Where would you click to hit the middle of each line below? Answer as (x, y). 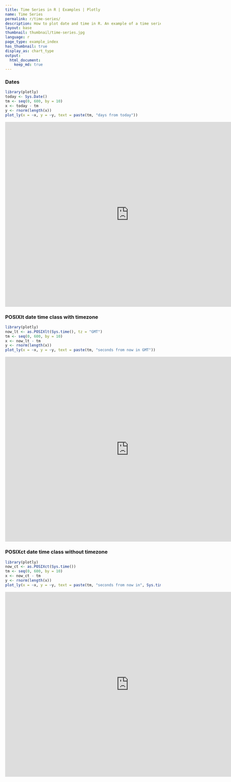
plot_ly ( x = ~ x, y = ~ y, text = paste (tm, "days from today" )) (72, 115)
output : (13, 55)
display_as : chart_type (30, 51)
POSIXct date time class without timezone (57, 552)
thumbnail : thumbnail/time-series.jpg (45, 33)
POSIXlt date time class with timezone (52, 317)
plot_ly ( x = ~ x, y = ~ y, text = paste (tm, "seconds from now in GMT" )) (80, 350)
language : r (17, 37)
